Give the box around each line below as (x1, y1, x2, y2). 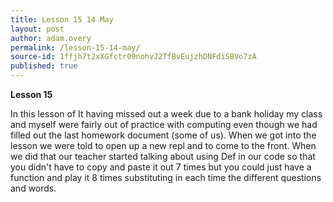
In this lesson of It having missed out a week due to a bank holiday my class (10, 108, 323, 120)
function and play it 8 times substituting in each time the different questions (10, 172, 322, 183)
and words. (10, 182, 57, 194)
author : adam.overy (10, 33, 92, 43)
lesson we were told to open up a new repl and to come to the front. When (10, 140, 317, 151)
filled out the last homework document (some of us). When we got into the (10, 129, 317, 141)
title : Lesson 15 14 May (10, 14, 114, 25)
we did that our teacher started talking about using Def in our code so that (10, 151, 316, 162)
